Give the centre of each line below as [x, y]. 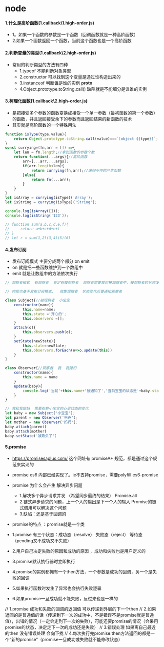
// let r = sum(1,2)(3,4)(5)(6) [38, 238]
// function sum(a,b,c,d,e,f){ [37, 224]
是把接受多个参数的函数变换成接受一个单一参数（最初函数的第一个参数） [85, 113]
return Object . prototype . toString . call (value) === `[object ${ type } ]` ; [86, 139]
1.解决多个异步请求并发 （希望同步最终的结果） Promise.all [78, 495]
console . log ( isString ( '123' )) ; [37, 216]
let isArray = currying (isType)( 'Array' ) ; [49, 198]
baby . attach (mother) [26, 431]
